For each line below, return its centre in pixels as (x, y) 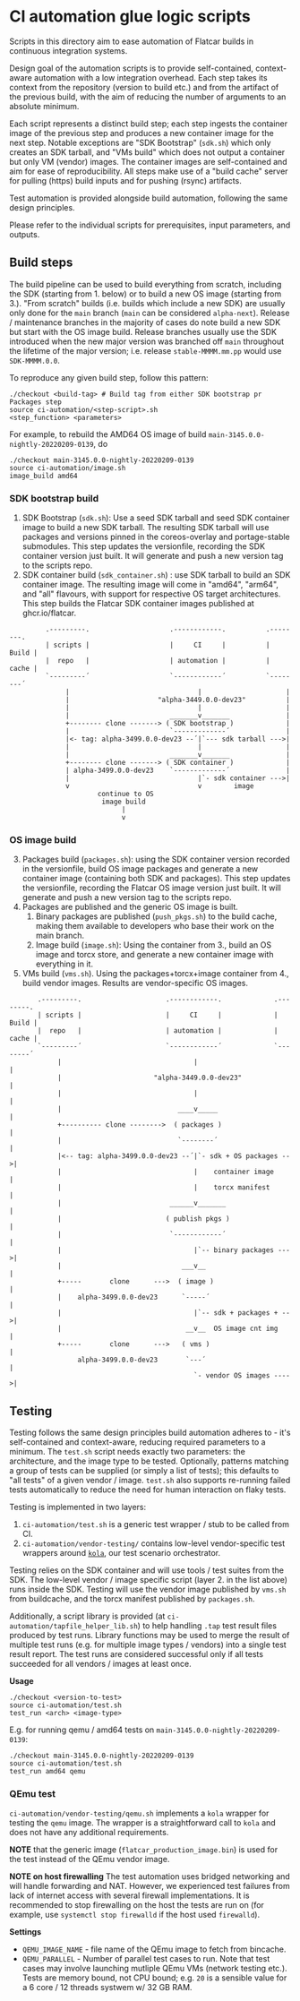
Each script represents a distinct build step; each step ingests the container (149, 124)
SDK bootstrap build (54, 498)
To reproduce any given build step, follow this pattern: (109, 377)
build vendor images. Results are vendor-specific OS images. (135, 983)
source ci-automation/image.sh (68, 468)
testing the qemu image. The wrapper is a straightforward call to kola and (142, 1823)
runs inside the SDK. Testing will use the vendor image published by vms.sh (148, 1589)
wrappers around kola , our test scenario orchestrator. (121, 1553)
